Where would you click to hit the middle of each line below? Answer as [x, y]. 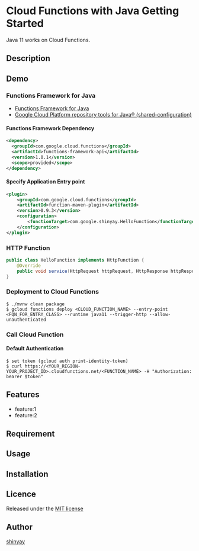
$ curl [14, 366]
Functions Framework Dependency [50, 128]
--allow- [160, 314]
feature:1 [25, 409]
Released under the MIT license [45, 508]
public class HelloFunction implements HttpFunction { [75, 260]
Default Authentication [35, 349]
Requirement [31, 434]
